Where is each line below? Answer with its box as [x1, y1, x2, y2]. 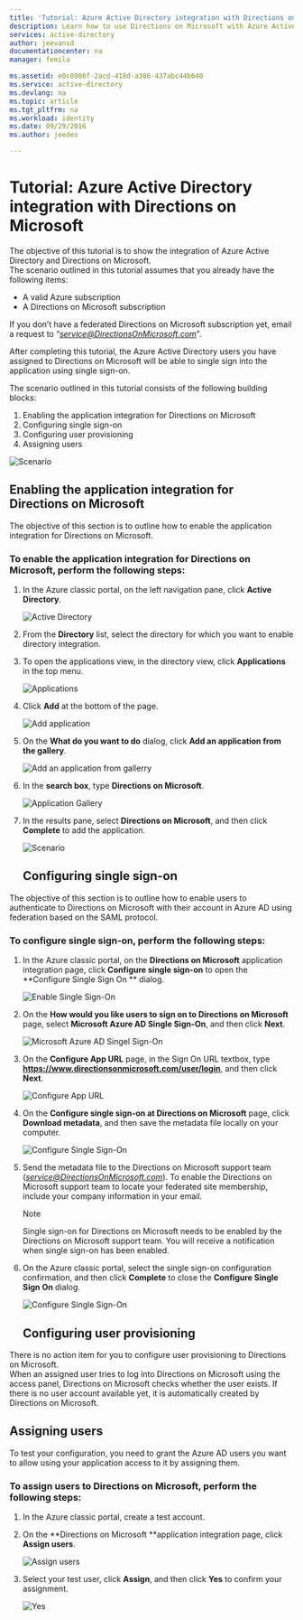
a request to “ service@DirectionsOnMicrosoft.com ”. [9, 328, 202, 339]
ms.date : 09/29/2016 [9, 122, 87, 131]
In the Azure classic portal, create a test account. [22, 1512, 206, 1522]
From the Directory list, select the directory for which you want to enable [22, 629, 294, 640]
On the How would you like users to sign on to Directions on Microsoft [22, 1009, 289, 1020]
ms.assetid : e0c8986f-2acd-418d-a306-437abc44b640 [9, 71, 204, 81]
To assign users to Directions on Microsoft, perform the [9, 1479, 257, 1492]
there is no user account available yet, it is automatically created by [9, 1388, 260, 1399]
